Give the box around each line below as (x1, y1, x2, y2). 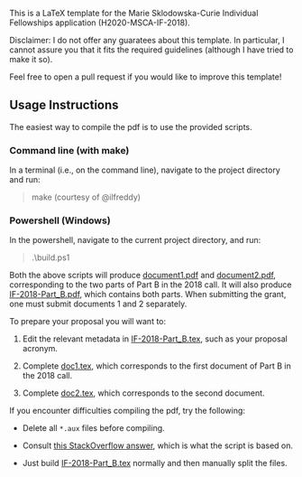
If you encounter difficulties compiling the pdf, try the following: (9, 406, 246, 416)
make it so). (9, 54, 53, 64)
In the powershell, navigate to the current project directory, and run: (9, 235, 261, 246)
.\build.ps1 (31, 252, 70, 263)
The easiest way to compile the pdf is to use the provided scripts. (9, 121, 252, 132)
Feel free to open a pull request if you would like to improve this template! (9, 71, 282, 82)
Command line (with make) (9, 144, 130, 156)
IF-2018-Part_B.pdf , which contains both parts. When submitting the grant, (9, 289, 287, 300)
